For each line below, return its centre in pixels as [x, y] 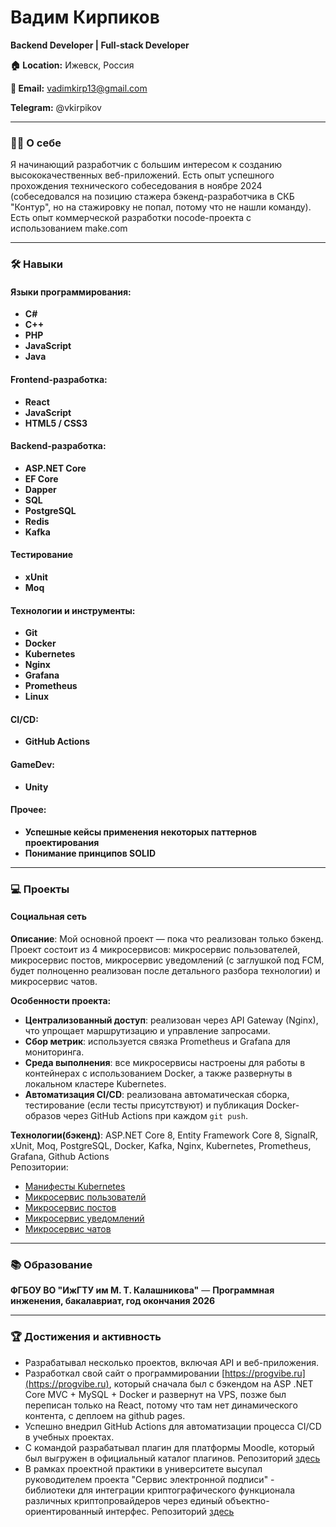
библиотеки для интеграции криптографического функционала [160, 1490]
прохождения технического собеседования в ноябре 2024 [136, 186]
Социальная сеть [48, 917]
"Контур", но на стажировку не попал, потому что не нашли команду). [161, 207]
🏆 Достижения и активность [86, 1337]
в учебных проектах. [69, 1437]
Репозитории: [39, 1167]
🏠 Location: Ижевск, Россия [72, 65]
